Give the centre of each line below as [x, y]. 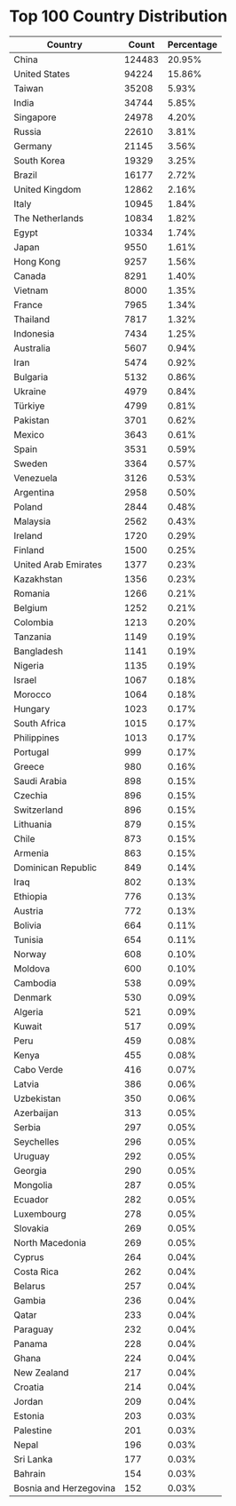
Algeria [29, 1011]
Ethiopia [31, 896]
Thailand [32, 319]
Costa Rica [36, 1272]
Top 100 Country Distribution [118, 16]
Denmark [33, 997]
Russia [28, 131]
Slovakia [31, 1228]
